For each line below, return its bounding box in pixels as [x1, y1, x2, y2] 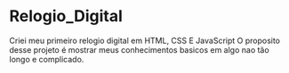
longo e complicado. [9, 54, 84, 64]
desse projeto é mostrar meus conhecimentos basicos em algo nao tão [9, 44, 269, 55]
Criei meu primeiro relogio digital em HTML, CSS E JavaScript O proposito [9, 35, 281, 46]
